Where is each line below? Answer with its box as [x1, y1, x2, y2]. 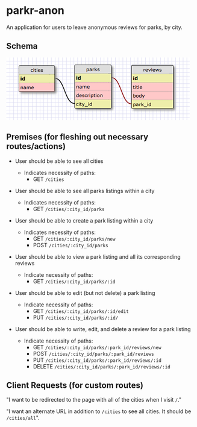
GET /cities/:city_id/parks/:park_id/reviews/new [33, 343, 161, 350]
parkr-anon [6, 4, 65, 17]
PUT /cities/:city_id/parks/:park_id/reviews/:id [33, 356, 161, 364]
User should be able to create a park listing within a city [14, 217, 154, 224]
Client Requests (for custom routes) [6, 380, 143, 390]
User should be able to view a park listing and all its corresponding [14, 253, 181, 260]
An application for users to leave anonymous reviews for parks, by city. [6, 24, 183, 31]
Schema [6, 41, 38, 51]
